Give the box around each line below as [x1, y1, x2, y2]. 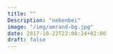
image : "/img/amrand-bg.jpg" [7, 23, 94, 30]
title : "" [7, 10, 37, 18]
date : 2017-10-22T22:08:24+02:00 [7, 29, 107, 37]
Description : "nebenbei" [7, 17, 81, 24]
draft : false [7, 36, 46, 43]
